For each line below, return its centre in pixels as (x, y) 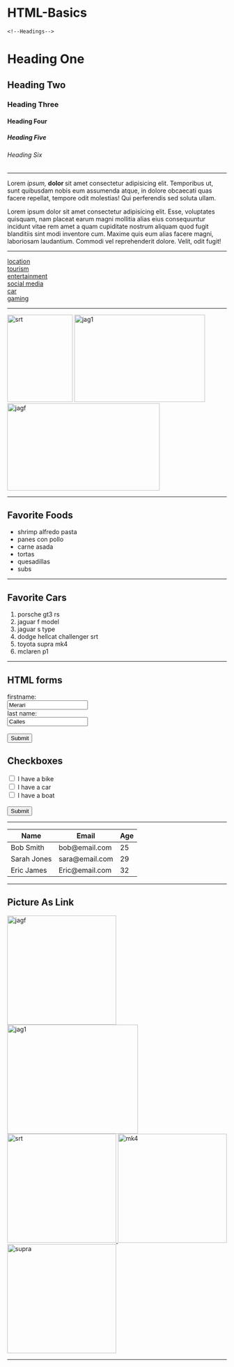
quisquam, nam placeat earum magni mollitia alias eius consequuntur (106, 219)
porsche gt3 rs (39, 614)
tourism (18, 268)
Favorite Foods (40, 515)
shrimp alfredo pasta (47, 532)
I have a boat (36, 795)
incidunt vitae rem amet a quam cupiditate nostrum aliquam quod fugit (108, 226)
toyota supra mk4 (42, 644)
